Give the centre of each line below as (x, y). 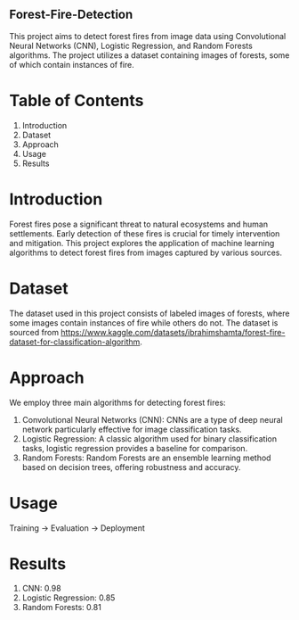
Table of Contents (77, 101)
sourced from (34, 332)
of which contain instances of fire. (72, 64)
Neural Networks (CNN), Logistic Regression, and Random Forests (131, 45)
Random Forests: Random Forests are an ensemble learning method (146, 458)
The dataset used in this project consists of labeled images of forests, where (149, 313)
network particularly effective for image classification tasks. (132, 429)
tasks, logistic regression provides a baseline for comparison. (135, 448)
